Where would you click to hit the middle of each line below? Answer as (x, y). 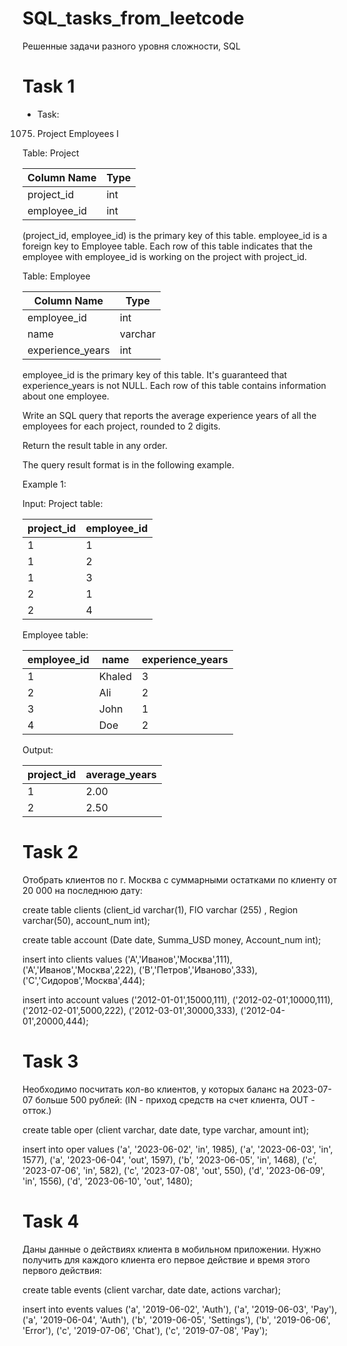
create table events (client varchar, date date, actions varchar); (152, 1289)
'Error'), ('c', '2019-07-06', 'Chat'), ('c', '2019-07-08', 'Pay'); (145, 1330)
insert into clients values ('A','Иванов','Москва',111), (127, 959)
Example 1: (44, 484)
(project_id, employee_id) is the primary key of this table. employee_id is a (175, 235)
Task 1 (48, 86)
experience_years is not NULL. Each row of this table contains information (174, 385)
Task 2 (50, 852)
